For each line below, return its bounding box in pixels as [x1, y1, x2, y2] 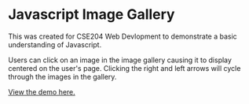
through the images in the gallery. [8, 72, 117, 81]
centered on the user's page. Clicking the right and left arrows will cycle [8, 63, 241, 72]
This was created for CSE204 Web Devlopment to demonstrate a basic [8, 32, 237, 41]
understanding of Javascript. [8, 39, 102, 49]
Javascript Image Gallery [8, 6, 175, 24]
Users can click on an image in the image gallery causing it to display [8, 55, 232, 65]
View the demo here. [8, 87, 76, 96]
